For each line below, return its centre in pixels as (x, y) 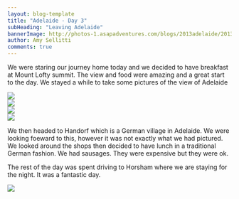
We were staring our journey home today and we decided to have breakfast (118, 67)
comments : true (30, 47)
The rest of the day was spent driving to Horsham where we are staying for (117, 167)
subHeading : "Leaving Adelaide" (55, 27)
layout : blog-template (41, 14)
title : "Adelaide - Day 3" (47, 21)
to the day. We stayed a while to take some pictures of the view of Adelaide (118, 82)
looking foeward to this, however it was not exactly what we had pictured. (115, 138)
